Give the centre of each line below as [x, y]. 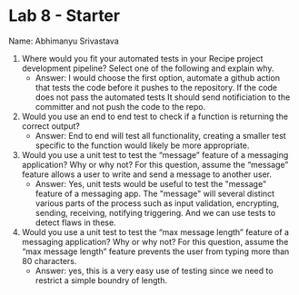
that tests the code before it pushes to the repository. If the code [156, 87]
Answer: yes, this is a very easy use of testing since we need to [154, 270]
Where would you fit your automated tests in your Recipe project [142, 58]
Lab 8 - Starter [64, 16]
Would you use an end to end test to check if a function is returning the [154, 116]
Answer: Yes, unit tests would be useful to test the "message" [151, 183]
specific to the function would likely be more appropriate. [142, 145]
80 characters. [49, 261]
